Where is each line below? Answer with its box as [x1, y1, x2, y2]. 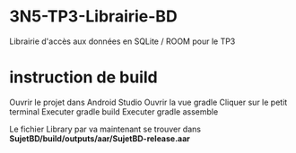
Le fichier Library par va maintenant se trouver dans [9, 123, 202, 134]
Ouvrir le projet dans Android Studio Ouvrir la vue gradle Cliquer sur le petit [9, 97, 288, 107]
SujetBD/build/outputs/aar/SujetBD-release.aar [9, 132, 191, 144]
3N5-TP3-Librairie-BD [9, 6, 178, 27]
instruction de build [9, 67, 159, 88]
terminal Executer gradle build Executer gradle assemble [9, 106, 219, 117]
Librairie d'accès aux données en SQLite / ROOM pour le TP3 [9, 36, 236, 47]
